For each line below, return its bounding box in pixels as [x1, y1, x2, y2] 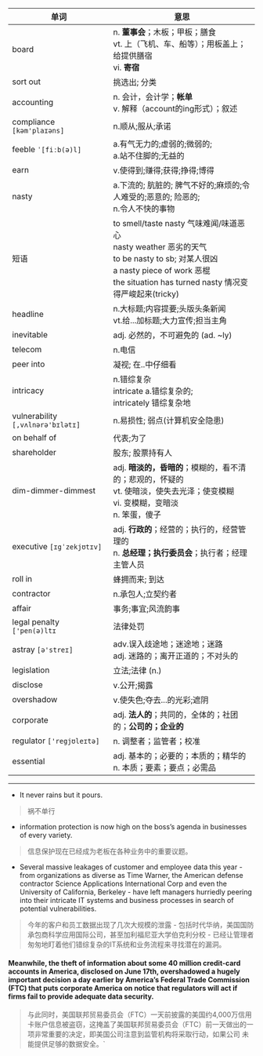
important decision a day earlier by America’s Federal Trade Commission [8, 974, 250, 984]
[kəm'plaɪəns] [12, 126, 65, 135]
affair [12, 603, 31, 614]
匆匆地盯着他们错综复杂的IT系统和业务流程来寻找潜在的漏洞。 [27, 940, 226, 949]
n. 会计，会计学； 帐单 [113, 92, 193, 102]
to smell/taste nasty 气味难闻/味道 [113, 218, 237, 228]
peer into [12, 359, 45, 370]
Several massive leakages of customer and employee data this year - [19, 862, 243, 872]
